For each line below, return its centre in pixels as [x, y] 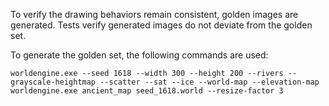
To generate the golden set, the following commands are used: [139, 55]
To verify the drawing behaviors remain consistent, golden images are [154, 14]
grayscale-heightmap [53, 82]
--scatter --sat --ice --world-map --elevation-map [209, 82]
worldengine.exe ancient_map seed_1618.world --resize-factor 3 [147, 91]
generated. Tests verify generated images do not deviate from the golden [161, 25]
